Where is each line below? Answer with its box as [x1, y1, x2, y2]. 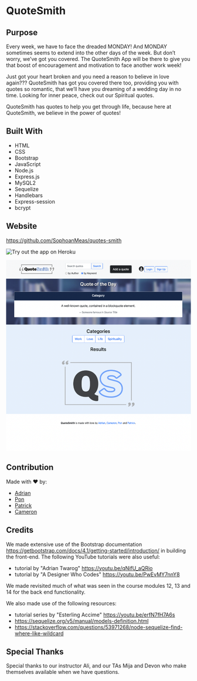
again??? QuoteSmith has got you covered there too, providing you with [6, 79, 179, 86]
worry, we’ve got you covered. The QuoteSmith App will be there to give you [6, 56, 191, 62]
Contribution [6, 462, 54, 473]
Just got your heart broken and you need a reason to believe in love [6, 73, 170, 80]
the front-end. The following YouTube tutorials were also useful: [6, 553, 160, 560]
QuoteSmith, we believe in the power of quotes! [6, 110, 121, 116]
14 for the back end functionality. [6, 588, 86, 595]
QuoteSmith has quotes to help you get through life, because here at [6, 103, 172, 110]
